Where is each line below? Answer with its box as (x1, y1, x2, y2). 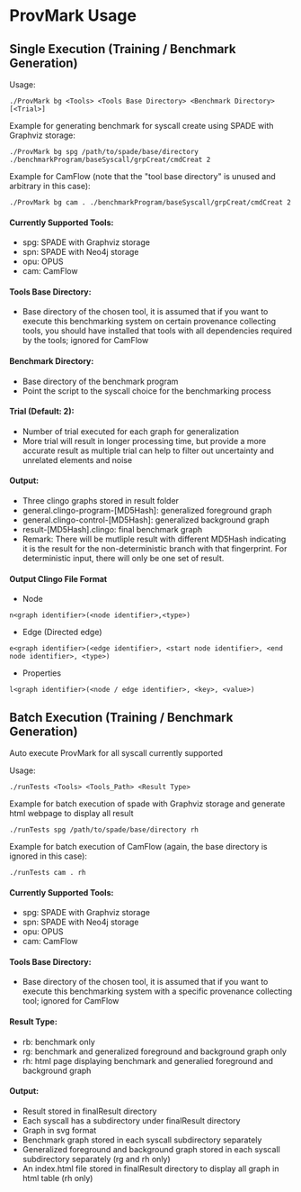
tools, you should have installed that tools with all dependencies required (22, 325, 293, 336)
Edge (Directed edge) (22, 627, 102, 638)
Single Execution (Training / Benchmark (9, 41, 236, 57)
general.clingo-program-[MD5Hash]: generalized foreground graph (22, 505, 272, 516)
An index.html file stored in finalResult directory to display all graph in (22, 1163, 279, 1174)
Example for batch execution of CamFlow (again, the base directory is (9, 842, 268, 852)
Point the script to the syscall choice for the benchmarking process (22, 385, 271, 396)
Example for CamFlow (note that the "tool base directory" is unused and (9, 171, 276, 181)
